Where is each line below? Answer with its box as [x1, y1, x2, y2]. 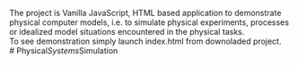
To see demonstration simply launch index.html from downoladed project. [9, 36, 282, 46]
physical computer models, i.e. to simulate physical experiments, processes [9, 17, 290, 28]
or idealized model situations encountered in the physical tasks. [9, 27, 245, 37]
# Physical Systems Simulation [9, 45, 118, 56]
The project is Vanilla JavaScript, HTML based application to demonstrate [9, 8, 282, 18]
